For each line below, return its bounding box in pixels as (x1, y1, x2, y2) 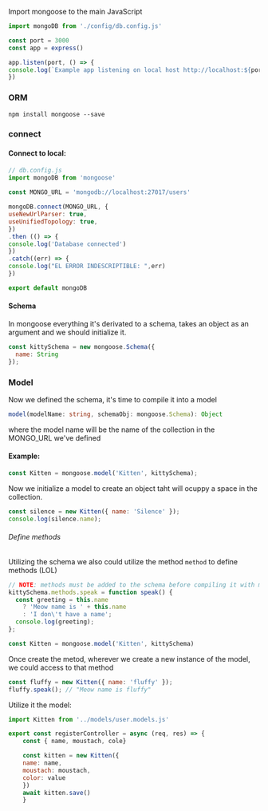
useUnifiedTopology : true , (8, 217, 98, 226)
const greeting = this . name (15, 595, 109, 603)
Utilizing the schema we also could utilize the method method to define (8, 556, 238, 566)
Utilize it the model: (8, 700, 72, 710)
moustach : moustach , (22, 766, 91, 774)
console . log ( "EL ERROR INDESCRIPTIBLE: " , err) (8, 263, 166, 271)
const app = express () (8, 44, 84, 52)
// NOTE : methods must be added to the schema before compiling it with (8, 580, 255, 589)
